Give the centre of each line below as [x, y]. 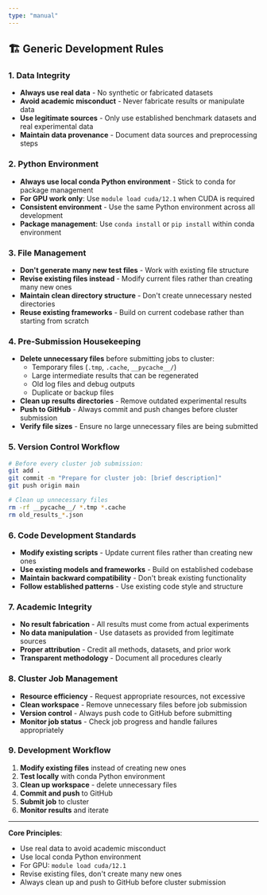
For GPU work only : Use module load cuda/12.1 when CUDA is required [137, 198]
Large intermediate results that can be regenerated [115, 376]
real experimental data [56, 126]
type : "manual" [33, 16]
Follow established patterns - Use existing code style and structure [132, 586]
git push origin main [44, 486]
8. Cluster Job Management [63, 679]
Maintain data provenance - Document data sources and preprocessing [138, 135]
